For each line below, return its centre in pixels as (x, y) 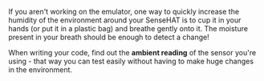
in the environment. (41, 70)
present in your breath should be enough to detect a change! (109, 37)
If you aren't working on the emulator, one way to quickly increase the (124, 12)
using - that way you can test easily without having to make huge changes (131, 61)
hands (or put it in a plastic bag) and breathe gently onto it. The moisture (128, 28)
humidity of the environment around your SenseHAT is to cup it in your (125, 20)
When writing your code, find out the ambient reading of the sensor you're (132, 53)
